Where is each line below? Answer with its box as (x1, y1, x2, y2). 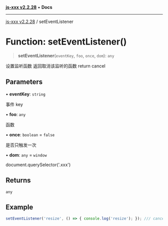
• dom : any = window (5, 152, 47, 158)
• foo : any (5, 111, 26, 117)
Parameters (5, 77, 43, 86)
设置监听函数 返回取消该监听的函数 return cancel (5, 62, 106, 69)
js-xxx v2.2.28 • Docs (5, 4, 53, 10)
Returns (5, 176, 31, 184)
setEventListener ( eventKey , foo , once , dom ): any (17, 52, 115, 58)
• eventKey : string (5, 91, 46, 97)
